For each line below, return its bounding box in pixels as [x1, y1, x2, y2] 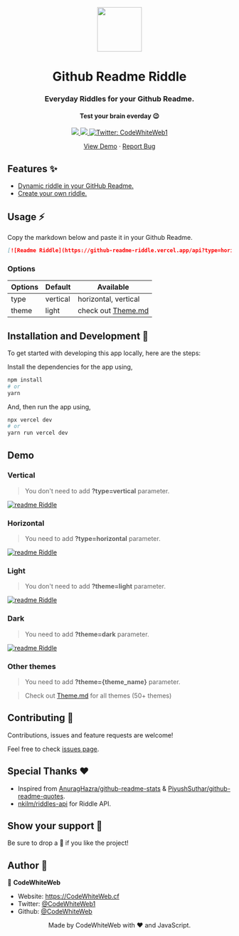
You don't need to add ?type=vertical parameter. [24, 486, 170, 495]
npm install [7, 376, 43, 384]
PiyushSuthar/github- [168, 784, 231, 793]
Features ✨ [7, 162, 58, 174]
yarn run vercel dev [7, 429, 69, 437]
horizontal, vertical [78, 294, 140, 304]
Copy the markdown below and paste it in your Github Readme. [7, 233, 193, 241]
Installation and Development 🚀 [7, 330, 149, 342]
